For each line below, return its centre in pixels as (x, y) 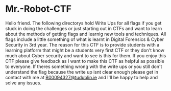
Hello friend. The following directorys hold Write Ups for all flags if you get (83, 23)
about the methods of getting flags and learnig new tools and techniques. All (86, 34)
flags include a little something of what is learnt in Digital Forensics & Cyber (85, 39)
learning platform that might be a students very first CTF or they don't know (85, 50)
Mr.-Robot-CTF (38, 9)
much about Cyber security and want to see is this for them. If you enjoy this (86, 55)
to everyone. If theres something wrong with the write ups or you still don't (84, 66)
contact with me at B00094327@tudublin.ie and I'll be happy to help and (82, 77)
